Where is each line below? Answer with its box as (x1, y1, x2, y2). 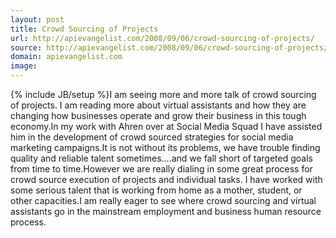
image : (10, 61, 38, 71)
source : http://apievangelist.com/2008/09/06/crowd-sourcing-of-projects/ (10, 42, 329, 53)
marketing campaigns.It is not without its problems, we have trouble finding (10, 142, 321, 153)
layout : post (10, 14, 65, 25)
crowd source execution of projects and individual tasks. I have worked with (10, 174, 323, 185)
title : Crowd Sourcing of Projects (10, 24, 159, 34)
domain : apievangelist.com (10, 52, 123, 62)
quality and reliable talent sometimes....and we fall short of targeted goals (10, 152, 313, 164)
